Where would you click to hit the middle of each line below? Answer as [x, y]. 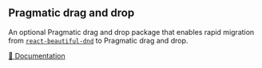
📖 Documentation [37, 55]
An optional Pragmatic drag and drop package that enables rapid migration [131, 32]
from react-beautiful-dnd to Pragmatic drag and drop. [98, 40]
